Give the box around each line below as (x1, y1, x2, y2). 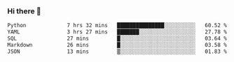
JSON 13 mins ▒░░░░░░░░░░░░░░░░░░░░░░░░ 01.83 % (7, 48, 228, 55)
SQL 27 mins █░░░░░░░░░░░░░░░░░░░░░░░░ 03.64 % (7, 35, 228, 42)
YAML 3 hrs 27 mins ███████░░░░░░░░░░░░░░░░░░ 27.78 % (7, 29, 228, 36)
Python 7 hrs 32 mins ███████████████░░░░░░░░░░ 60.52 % (7, 22, 228, 29)
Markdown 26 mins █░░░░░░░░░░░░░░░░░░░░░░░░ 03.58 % (7, 41, 228, 48)
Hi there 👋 (7, 6, 42, 16)
